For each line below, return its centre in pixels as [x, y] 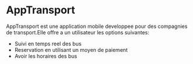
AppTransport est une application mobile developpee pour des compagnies [97, 26]
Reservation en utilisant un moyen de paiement [71, 49]
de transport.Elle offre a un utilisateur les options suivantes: [78, 32]
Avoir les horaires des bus [46, 56]
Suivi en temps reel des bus [48, 44]
